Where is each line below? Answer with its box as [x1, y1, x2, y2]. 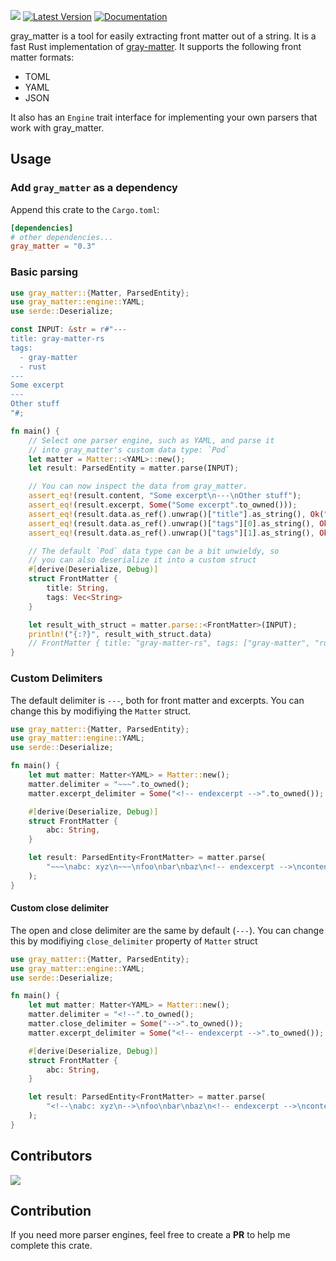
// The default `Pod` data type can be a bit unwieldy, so [28, 546, 280, 556]
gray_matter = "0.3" [10, 241, 97, 252]
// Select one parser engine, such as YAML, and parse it [28, 435, 275, 445]
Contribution [10, 1203, 92, 1220]
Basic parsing [10, 265, 79, 279]
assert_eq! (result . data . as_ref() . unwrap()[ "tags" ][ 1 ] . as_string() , [28, 528, 315, 538]
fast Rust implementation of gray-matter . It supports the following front [10, 41, 302, 52]
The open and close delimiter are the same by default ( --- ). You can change [10, 924, 325, 936]
